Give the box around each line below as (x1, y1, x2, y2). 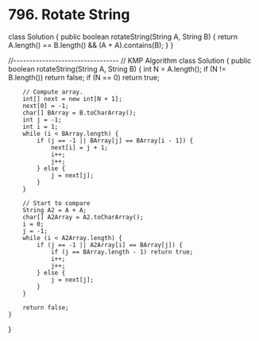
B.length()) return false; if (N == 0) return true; (8, 72, 160, 82)
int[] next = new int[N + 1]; (22, 95, 123, 103)
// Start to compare (22, 199, 91, 207)
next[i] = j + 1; (50, 143, 109, 152)
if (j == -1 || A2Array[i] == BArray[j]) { (37, 241, 183, 249)
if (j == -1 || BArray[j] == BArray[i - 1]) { (37, 137, 194, 145)
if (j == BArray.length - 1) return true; (50, 248, 194, 256)
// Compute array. (22, 87, 83, 96)
